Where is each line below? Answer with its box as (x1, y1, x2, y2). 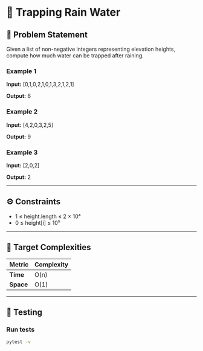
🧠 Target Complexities (6, 242, 92, 253)
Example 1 (6, 66, 37, 75)
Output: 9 (6, 133, 31, 140)
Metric (9, 260, 29, 268)
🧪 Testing (6, 307, 43, 317)
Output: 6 (6, 92, 31, 100)
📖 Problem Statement (6, 30, 88, 40)
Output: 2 (6, 173, 31, 181)
